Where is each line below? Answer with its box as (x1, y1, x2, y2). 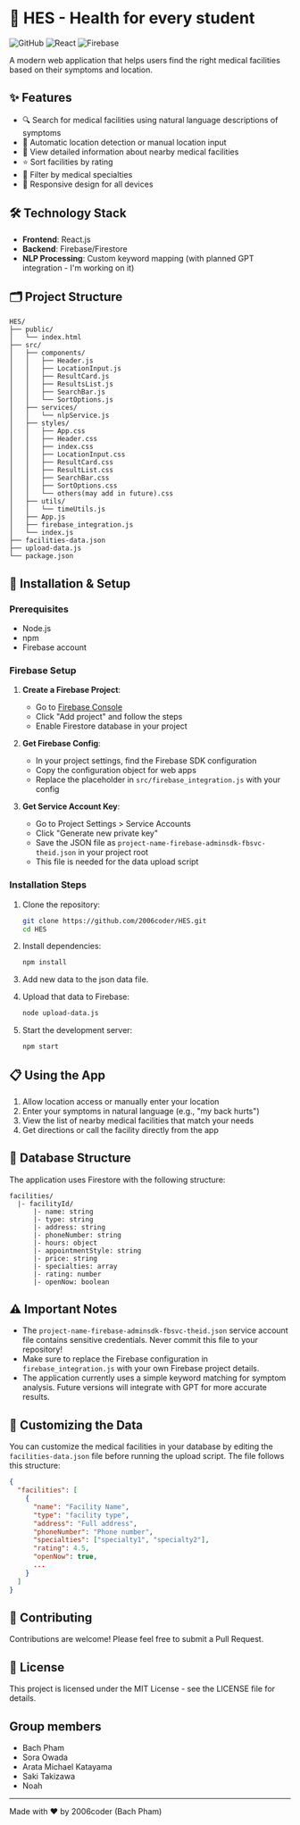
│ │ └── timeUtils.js (9, 504, 105, 514)
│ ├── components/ (9, 348, 87, 358)
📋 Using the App (9, 1068, 105, 1083)
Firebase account (21, 642, 87, 653)
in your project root (78, 847, 149, 858)
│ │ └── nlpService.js (9, 411, 110, 421)
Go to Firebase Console (35, 702, 123, 712)
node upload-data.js (21, 1009, 99, 1018)
